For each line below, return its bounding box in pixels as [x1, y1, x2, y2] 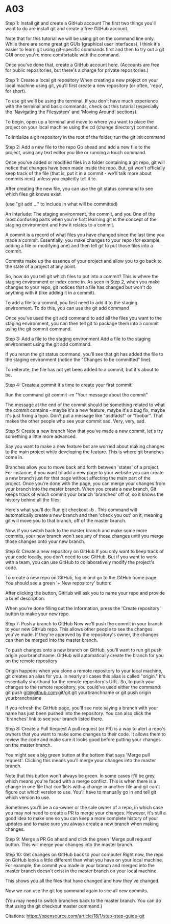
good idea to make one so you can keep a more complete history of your [5, 815, 158, 821]
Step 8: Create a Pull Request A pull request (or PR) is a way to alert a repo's [5, 725, 166, 731]
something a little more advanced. [5, 433, 77, 439]
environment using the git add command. [5, 341, 92, 347]
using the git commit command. [5, 326, 72, 332]
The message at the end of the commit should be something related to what [5, 402, 165, 408]
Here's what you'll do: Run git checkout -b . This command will [5, 507, 137, 513]
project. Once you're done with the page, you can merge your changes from [5, 480, 166, 487]
